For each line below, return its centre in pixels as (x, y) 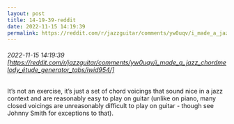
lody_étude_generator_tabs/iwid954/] (61, 69)
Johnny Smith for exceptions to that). (60, 113)
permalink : (23, 33)
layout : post (26, 14)
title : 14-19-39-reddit (42, 20)
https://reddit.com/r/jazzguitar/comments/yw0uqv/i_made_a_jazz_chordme (118, 62)
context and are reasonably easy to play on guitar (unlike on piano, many (112, 98)
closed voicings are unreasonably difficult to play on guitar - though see (111, 106)
